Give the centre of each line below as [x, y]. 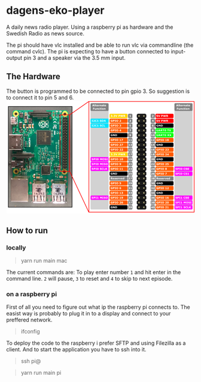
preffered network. [29, 320]
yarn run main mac [44, 261]
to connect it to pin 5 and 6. [40, 97]
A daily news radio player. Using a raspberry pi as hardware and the [90, 27]
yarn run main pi [41, 373]
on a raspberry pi [32, 294]
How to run [27, 231]
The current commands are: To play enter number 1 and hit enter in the [94, 272]
